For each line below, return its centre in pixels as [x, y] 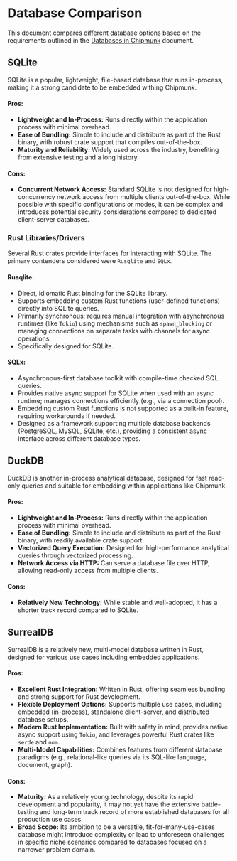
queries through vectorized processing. [75, 555]
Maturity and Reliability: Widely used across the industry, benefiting [118, 149]
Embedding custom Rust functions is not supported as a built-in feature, [123, 408]
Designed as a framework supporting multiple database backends [114, 423]
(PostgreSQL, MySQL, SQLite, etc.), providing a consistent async [112, 431]
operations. [34, 338]
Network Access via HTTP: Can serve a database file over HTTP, [114, 562]
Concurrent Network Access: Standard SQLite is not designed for [115, 189]
